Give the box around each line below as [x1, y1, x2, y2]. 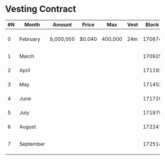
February [19, 35, 41, 42]
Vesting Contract [5, 3, 76, 15]
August [19, 123, 36, 130]
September [19, 140, 45, 147]
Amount [53, 21, 72, 28]
